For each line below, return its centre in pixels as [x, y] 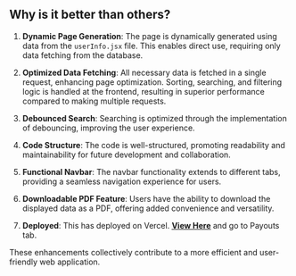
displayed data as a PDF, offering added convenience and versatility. [148, 208]
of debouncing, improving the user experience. [108, 128]
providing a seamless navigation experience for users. [122, 181]
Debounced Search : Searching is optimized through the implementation [154, 118]
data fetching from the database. [82, 55]
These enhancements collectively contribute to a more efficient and [133, 252]
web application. [70, 262]
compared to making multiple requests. [94, 101]
